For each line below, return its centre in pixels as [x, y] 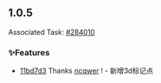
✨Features [29, 52]
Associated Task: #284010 [52, 32]
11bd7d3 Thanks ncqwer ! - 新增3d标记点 [86, 71]
